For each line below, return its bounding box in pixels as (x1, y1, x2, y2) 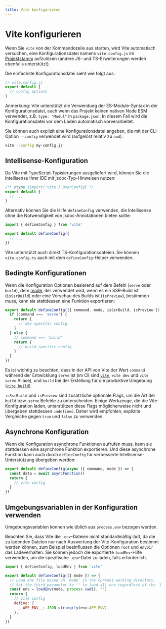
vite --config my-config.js (5, 143, 63, 148)
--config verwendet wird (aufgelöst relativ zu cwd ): (19, 133, 123, 139)
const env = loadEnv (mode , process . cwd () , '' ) (9, 587, 107, 592)
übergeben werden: (35, 457, 76, 463)
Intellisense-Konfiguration (5, 157, 88, 165)
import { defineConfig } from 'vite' (5, 222, 83, 227)
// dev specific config (18, 321, 68, 326)
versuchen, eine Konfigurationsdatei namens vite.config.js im (5, 50, 134, 56)
